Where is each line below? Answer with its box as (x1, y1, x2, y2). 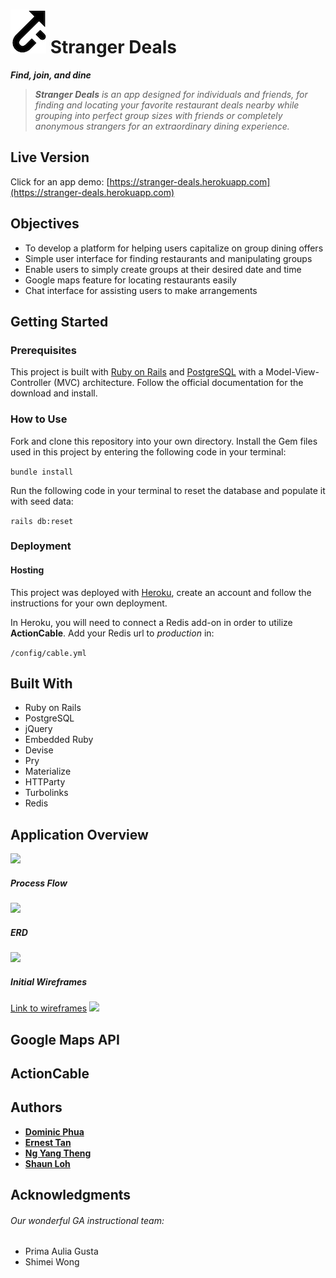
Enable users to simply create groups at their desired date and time (24, 263, 302, 275)
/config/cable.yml (10, 648, 87, 658)
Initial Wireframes (10, 975, 88, 988)
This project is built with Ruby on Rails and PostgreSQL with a (10, 366, 264, 378)
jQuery (24, 723, 53, 735)
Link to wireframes (10, 1002, 88, 1014)
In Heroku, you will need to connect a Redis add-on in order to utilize (10, 616, 293, 628)
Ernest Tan (24, 1136, 72, 1148)
